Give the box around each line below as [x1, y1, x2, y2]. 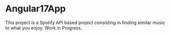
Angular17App [5, 3, 66, 14]
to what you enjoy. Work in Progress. [5, 24, 82, 30]
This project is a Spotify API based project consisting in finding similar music [5, 19, 165, 25]
